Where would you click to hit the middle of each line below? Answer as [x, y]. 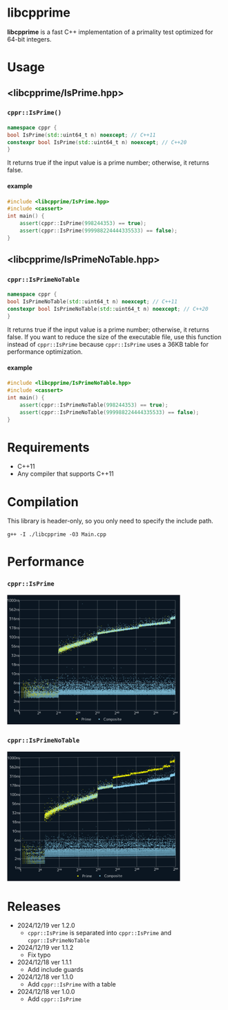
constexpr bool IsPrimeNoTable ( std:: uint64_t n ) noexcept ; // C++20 [108, 309]
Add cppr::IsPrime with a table [72, 984]
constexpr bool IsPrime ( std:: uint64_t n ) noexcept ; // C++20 [97, 142]
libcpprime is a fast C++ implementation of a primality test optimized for [110, 32]
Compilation [43, 502]
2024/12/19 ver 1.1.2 [45, 948]
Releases [34, 907]
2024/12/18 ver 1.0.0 [46, 992]
